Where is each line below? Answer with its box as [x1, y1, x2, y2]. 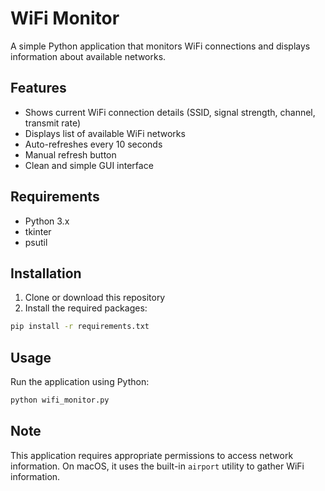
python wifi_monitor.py [10, 395, 110, 406]
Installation [10, 265, 82, 282]
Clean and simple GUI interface [24, 159, 154, 171]
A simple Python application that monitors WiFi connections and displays [10, 40, 311, 52]
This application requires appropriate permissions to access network [10, 449, 294, 461]
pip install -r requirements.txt [10, 322, 150, 332]
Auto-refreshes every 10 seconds [24, 138, 163, 150]
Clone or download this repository [24, 292, 166, 304]
